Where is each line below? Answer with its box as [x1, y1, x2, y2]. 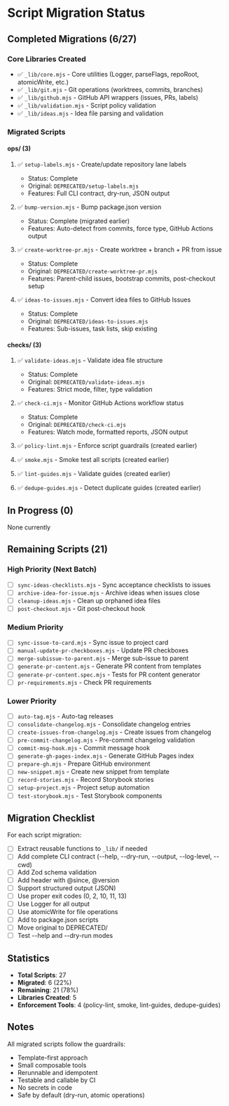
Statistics [7, 952, 50, 964]
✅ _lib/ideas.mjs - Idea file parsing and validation [17, 109, 164, 117]
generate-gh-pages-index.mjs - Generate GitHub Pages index [17, 752, 195, 760]
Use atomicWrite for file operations [17, 907, 118, 915]
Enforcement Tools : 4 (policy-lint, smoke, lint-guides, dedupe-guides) [17, 1001, 221, 1009]
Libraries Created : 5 [17, 993, 77, 1001]
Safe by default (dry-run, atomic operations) [17, 1091, 145, 1099]
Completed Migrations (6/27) [7, 33, 137, 45]
